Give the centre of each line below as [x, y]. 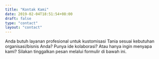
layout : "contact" [24, 28]
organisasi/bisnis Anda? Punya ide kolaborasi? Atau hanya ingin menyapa [79, 46]
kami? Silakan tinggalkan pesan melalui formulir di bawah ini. [66, 52]
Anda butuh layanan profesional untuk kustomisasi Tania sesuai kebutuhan [80, 41]
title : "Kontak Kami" [27, 9]
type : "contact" [21, 23]
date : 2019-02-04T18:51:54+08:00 [39, 14]
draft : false [18, 18]
